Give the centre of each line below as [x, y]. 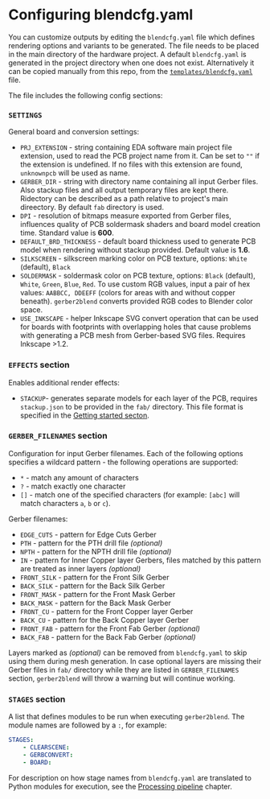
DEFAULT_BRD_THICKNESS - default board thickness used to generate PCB [138, 241]
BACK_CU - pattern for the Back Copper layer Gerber [104, 620]
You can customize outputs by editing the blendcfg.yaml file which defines [132, 37]
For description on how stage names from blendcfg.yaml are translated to [130, 777]
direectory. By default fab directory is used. [92, 208]
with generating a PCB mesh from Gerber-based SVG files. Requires [133, 336]
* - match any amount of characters [79, 477]
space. [31, 310]
